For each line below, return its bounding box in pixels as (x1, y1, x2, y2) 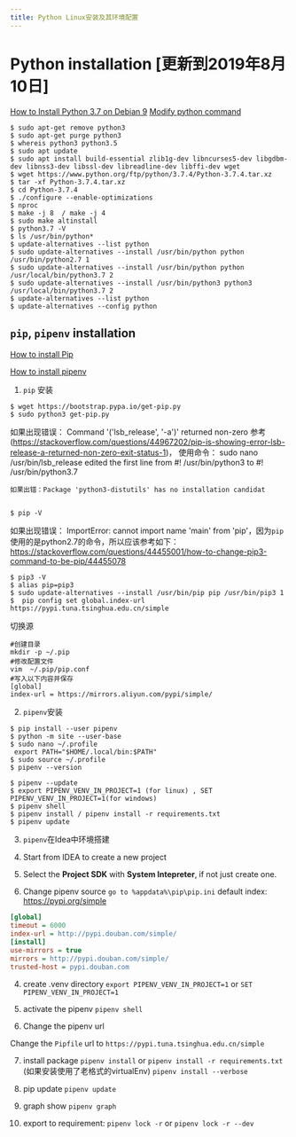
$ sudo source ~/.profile (10, 756, 105, 765)
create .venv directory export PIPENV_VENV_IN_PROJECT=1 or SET (22, 978, 253, 989)
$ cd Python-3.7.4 (10, 185, 78, 194)
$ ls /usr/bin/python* (10, 231, 94, 240)
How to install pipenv (10, 366, 87, 377)
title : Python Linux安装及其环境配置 (10, 12, 139, 22)
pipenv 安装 (22, 707, 63, 717)
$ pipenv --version (10, 764, 82, 772)
